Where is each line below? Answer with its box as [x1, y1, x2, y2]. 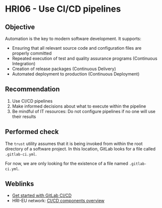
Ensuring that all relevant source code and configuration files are [12, 45, 142, 51]
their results [12, 113, 36, 119]
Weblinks [5, 180, 34, 188]
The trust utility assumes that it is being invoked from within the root [5, 140, 143, 147]
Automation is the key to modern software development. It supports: [5, 36, 142, 41]
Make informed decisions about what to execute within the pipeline [12, 103, 146, 109]
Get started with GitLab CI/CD [12, 192, 72, 198]
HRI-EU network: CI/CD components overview [12, 198, 105, 204]
